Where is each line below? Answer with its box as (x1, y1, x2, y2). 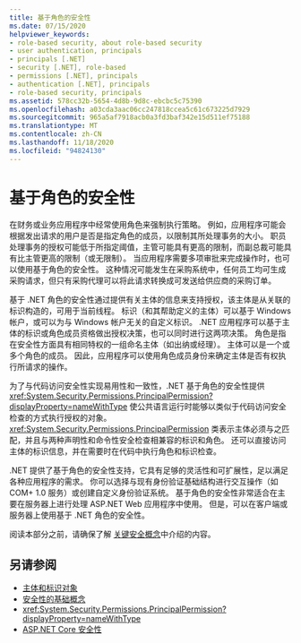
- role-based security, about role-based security (9, 38, 202, 47)
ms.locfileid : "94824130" (9, 146, 106, 155)
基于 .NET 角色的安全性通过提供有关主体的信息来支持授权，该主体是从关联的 (9, 294, 291, 304)
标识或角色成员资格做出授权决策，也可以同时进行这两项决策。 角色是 (24, 328, 279, 339)
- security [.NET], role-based (9, 64, 126, 73)
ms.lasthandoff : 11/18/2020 (9, 138, 115, 147)
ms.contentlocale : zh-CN (9, 130, 102, 139)
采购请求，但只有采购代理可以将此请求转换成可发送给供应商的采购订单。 (9, 275, 276, 286)
